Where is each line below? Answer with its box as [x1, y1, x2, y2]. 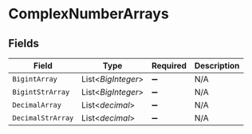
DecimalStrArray [12, 113, 74, 122]
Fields [8, 37, 40, 50]
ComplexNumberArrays [8, 5, 169, 23]
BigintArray [12, 75, 58, 84]
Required [151, 61, 187, 71]
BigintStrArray [12, 88, 70, 97]
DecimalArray [12, 100, 62, 109]
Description [194, 61, 240, 71]
